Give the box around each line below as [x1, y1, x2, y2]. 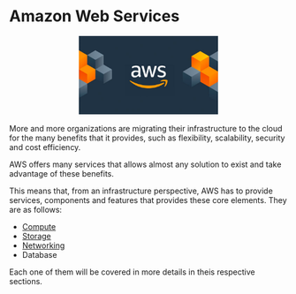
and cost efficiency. [9, 141, 81, 152]
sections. [9, 275, 42, 286]
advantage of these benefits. [9, 168, 115, 178]
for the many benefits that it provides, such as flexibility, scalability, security [9, 132, 285, 143]
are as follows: [9, 204, 63, 215]
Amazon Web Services [9, 6, 180, 26]
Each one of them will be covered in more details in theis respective [9, 267, 255, 277]
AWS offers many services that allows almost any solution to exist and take [9, 159, 282, 170]
